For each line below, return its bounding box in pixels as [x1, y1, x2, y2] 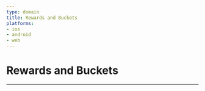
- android [6, 32, 32, 38]
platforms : [6, 20, 34, 26]
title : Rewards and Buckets [6, 15, 78, 21]
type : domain [6, 9, 40, 15]
